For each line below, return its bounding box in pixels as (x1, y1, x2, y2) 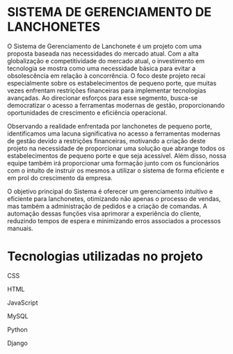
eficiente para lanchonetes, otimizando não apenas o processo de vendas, (7, 194, 221, 202)
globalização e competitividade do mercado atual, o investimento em (7, 56, 205, 65)
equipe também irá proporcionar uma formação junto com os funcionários (7, 159, 220, 167)
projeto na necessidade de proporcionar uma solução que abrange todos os (7, 144, 225, 152)
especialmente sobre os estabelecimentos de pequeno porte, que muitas (7, 79, 217, 87)
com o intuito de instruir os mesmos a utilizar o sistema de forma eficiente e (7, 166, 225, 175)
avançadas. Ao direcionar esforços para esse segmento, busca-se (7, 93, 198, 102)
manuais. (7, 224, 33, 232)
